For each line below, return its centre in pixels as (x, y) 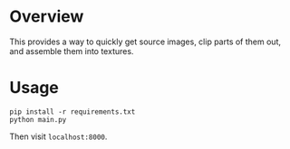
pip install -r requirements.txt (72, 112)
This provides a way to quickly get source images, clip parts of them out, (145, 42)
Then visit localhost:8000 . (58, 136)
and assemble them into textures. (72, 51)
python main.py (38, 119)
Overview (47, 17)
